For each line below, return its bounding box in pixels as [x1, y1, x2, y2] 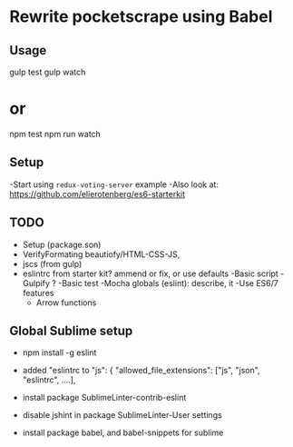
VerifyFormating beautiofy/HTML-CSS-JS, [22, 248, 181, 260]
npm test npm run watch [9, 128, 102, 139]
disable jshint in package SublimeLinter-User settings [22, 410, 222, 421]
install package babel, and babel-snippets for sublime [22, 427, 224, 438]
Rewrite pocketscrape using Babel [9, 6, 273, 27]
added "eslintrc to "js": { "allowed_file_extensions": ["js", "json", [22, 365, 260, 376]
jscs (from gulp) [22, 258, 83, 269]
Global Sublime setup [9, 323, 133, 338]
